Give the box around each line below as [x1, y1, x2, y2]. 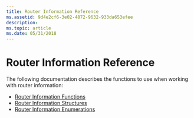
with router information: [6, 82, 64, 89]
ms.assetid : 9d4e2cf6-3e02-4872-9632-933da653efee [6, 14, 133, 20]
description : [6, 19, 38, 25]
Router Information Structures [14, 100, 87, 107]
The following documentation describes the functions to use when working [6, 76, 189, 83]
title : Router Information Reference [6, 8, 99, 15]
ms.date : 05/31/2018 [6, 31, 57, 37]
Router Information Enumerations [14, 106, 96, 113]
